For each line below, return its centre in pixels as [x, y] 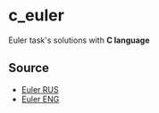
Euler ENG [40, 99]
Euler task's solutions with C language [79, 40]
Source [29, 68]
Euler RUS [40, 89]
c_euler [36, 16]
